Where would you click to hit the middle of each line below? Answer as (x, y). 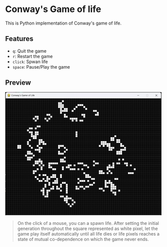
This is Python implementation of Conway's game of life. (63, 23)
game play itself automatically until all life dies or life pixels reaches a (88, 233)
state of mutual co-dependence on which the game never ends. (83, 239)
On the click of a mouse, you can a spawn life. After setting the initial (88, 223)
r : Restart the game (32, 56)
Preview (18, 83)
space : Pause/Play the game (41, 67)
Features (19, 39)
